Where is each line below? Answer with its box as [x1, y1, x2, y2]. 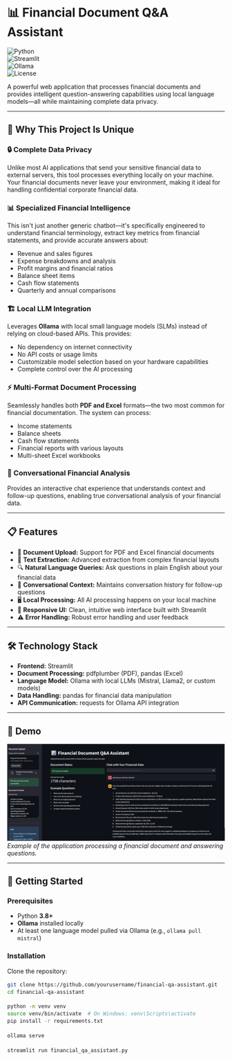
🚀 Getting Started [7, 876, 84, 887]
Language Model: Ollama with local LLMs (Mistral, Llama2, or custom [17, 676, 215, 685]
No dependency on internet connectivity [17, 343, 133, 351]
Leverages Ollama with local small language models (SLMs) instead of [7, 322, 207, 331]
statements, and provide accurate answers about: [7, 236, 148, 244]
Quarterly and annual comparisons [17, 286, 116, 294]
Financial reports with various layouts [17, 443, 124, 452]
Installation [7, 951, 46, 961]
